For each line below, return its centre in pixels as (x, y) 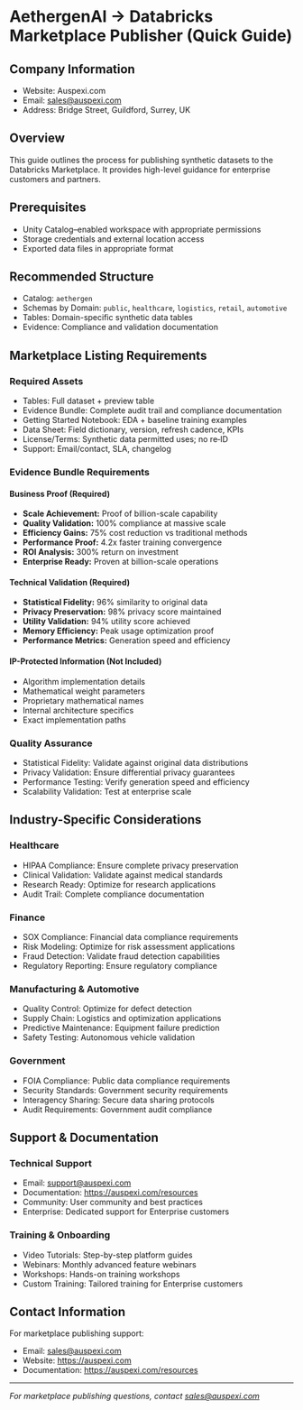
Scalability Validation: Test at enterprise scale (107, 791)
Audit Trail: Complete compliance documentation (113, 894)
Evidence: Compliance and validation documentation (120, 327)
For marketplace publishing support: (77, 1333)
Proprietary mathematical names (83, 700)
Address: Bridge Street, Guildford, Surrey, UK (106, 110)
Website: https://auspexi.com (77, 1360)
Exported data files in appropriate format (98, 248)
